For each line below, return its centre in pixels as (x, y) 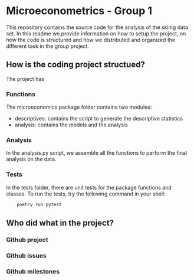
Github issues (27, 255)
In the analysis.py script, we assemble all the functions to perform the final (97, 153)
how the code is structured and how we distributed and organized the (91, 40)
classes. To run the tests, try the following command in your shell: (86, 194)
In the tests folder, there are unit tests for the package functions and (89, 187)
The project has (25, 79)
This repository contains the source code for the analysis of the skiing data (97, 27)
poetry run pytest (39, 204)
